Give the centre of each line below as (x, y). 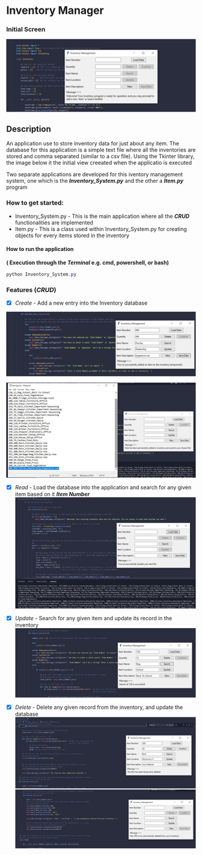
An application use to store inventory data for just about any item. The (93, 144)
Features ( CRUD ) (31, 290)
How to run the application (40, 249)
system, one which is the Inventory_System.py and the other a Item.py (95, 181)
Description (29, 129)
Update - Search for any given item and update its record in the (93, 618)
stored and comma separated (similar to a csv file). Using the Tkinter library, (100, 156)
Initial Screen (26, 30)
